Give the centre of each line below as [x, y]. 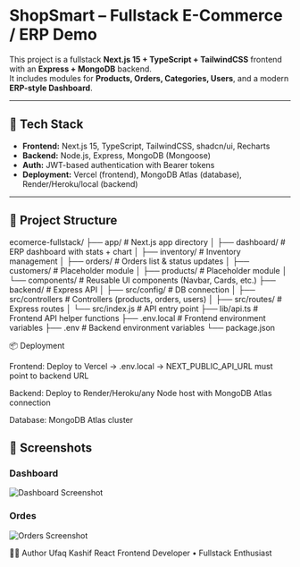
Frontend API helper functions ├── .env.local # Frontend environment [137, 317]
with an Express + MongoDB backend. [80, 69]
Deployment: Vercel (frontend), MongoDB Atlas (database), [132, 174]
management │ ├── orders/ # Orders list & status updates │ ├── [129, 261]
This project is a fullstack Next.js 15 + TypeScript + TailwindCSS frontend [146, 59]
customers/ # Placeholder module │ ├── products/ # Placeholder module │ [148, 270]
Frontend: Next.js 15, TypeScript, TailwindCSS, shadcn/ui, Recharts [146, 146]
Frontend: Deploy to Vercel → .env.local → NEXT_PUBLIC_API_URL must [142, 366]
